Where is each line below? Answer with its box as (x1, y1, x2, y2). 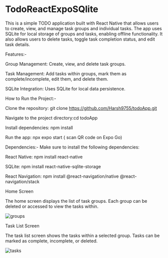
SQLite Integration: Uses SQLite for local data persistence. (5, 85, 125, 91)
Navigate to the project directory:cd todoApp (5, 114, 98, 121)
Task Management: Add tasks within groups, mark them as (5, 70, 127, 76)
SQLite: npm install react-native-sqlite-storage (5, 163, 101, 169)
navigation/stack (5, 178, 40, 184)
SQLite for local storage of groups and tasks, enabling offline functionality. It (5, 31, 163, 37)
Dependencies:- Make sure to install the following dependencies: (5, 144, 139, 150)
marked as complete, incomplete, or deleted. (5, 237, 98, 244)
